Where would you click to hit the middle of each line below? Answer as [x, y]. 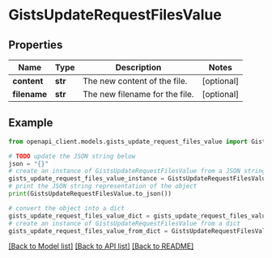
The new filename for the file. [138, 94]
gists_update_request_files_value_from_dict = [88, 231]
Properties [36, 45]
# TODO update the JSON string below [72, 156]
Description [138, 68]
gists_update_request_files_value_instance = [86, 179]
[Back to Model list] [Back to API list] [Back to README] [101, 246]
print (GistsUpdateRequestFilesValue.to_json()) [90, 194]
